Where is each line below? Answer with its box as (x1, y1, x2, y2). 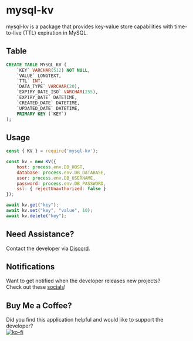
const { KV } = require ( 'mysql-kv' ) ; (6, 148, 99, 154)
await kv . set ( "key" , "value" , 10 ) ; (6, 208, 93, 214)
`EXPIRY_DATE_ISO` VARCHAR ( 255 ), (16, 89, 99, 95)
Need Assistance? (6, 229, 75, 239)
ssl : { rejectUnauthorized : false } (16, 186, 107, 192)
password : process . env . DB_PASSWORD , (16, 180, 107, 187)
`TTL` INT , (16, 78, 43, 84)
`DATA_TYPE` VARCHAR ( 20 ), (16, 83, 80, 90)
